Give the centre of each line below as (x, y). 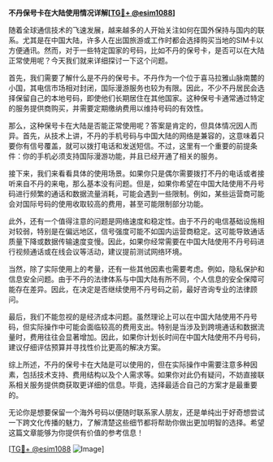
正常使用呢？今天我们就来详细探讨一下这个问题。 (90, 61)
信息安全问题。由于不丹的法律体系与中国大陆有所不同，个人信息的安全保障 (133, 279)
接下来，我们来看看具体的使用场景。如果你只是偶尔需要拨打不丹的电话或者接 (136, 173)
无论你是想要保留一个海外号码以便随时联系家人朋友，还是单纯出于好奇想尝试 (136, 412)
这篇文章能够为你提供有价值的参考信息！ (76, 433)
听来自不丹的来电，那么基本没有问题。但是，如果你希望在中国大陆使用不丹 (133, 183)
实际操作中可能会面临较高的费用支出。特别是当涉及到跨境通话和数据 (143, 327)
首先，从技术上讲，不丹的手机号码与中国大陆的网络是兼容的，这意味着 (140, 136)
